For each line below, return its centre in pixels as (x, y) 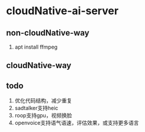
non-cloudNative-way (48, 33)
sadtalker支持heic (36, 108)
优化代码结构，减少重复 (43, 101)
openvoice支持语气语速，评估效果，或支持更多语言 (77, 123)
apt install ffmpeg (36, 47)
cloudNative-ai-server (62, 11)
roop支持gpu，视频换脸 (43, 115)
